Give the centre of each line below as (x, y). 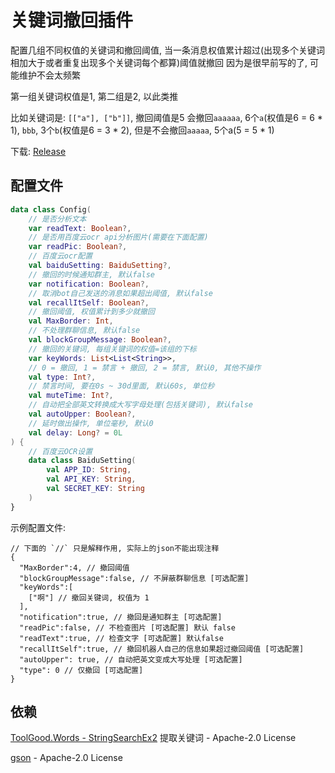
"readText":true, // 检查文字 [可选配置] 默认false (121, 638)
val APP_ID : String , (89, 470)
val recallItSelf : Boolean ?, (89, 302)
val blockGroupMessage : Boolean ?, (100, 340)
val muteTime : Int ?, (71, 396)
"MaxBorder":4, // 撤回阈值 (74, 567)
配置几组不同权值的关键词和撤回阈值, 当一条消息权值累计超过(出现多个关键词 (168, 50)
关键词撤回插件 (72, 20)
